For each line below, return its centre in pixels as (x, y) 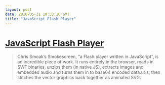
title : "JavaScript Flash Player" (41, 19)
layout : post (19, 10)
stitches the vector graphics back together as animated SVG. (79, 78)
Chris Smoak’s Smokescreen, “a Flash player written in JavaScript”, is (88, 57)
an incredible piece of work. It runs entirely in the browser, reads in (85, 62)
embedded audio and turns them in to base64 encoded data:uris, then (89, 72)
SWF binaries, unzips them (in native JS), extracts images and (81, 67)
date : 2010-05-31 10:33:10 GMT (37, 14)
